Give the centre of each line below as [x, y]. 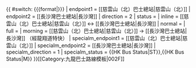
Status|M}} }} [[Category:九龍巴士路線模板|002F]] [65, 59]
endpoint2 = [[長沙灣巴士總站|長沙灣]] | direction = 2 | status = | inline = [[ [95, 16]
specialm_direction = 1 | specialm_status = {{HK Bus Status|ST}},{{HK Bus [95, 52]
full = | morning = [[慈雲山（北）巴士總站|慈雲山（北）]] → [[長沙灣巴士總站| [97, 31]
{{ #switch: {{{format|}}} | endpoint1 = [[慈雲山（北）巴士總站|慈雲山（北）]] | [98, 9]
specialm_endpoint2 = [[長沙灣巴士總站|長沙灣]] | [97, 45]
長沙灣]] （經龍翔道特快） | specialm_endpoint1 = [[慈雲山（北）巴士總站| [94, 38]
